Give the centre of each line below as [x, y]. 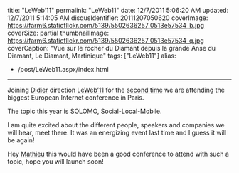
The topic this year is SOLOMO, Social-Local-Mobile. [85, 111]
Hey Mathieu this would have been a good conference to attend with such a [118, 154]
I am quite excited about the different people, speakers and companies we [116, 125]
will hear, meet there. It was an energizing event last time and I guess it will [117, 132]
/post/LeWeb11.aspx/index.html [63, 69]
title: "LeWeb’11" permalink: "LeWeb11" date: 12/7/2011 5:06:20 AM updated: [118, 10]
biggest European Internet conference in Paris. [76, 98]
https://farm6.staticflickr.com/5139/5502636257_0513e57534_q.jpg [106, 41]
